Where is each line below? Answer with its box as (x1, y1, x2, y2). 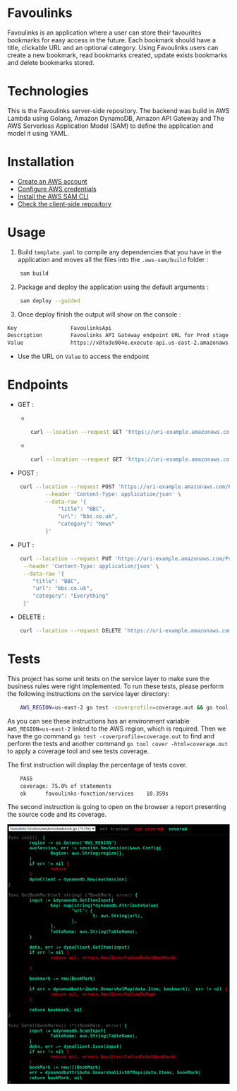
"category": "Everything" (32, 592, 109, 600)
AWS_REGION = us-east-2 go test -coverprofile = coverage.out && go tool (20, 704, 229, 711)
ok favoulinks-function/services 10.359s (20, 790, 169, 797)
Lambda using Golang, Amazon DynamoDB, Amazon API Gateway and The (7, 114, 224, 122)
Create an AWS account (17, 177, 87, 185)
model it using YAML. (7, 129, 69, 137)
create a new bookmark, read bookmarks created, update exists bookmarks (7, 51, 228, 59)
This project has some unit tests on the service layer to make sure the (7, 674, 210, 683)
